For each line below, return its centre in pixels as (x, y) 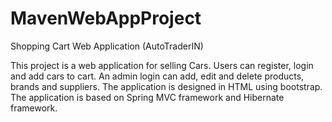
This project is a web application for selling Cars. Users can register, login (162, 65)
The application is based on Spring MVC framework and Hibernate (147, 97)
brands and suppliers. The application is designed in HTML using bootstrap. (166, 86)
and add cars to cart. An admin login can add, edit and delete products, (157, 76)
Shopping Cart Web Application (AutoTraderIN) (107, 46)
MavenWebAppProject (106, 18)
